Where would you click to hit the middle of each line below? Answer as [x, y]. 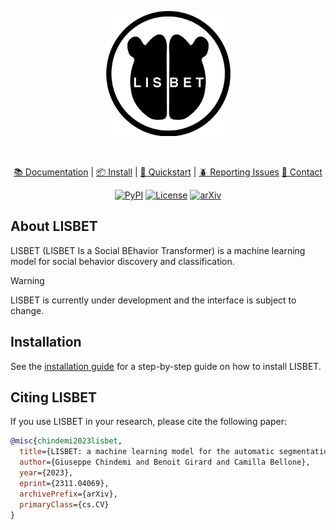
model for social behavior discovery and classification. [122, 261]
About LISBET [54, 226]
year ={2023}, [46, 473]
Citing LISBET [54, 397]
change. [27, 310]
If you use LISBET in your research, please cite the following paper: [149, 422]
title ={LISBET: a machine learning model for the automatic [147, 452]
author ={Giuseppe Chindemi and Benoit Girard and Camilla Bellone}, [165, 462]
